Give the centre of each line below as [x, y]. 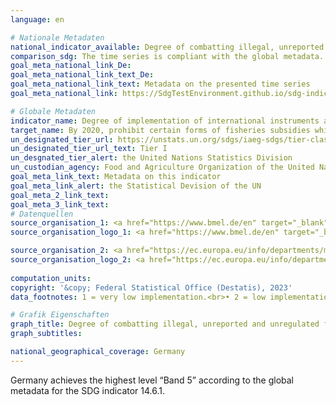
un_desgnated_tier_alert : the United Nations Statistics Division [151, 158]
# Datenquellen [42, 214]
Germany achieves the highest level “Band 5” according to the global [152, 380]
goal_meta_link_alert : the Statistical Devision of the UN [136, 186]
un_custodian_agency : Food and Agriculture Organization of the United [162, 167]
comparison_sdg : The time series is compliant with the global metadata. [167, 56]
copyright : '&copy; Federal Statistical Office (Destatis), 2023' [151, 287]
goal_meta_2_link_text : [60, 195]
